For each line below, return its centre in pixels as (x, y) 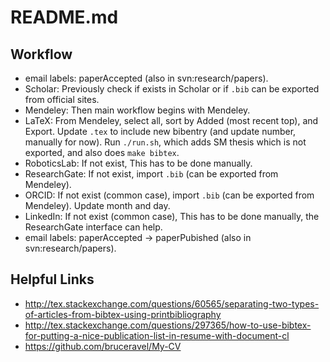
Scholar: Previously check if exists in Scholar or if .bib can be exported (172, 89)
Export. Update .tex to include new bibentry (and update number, (160, 131)
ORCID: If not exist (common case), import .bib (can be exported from (169, 195)
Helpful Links (52, 279)
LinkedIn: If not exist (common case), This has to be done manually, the (172, 216)
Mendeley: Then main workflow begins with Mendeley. (137, 110)
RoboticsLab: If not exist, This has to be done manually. (138, 163)
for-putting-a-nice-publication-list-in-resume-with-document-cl (157, 335)
